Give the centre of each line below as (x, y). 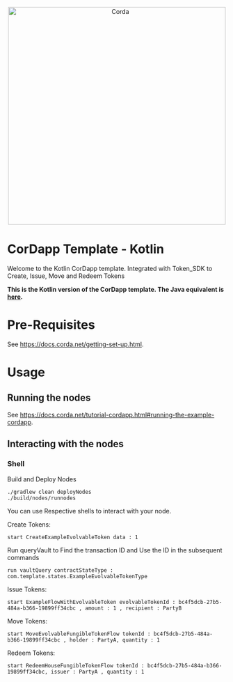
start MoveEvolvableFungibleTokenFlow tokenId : (79, 634)
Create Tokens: (29, 524)
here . (15, 297)
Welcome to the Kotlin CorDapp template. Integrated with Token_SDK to (110, 268)
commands (23, 557)
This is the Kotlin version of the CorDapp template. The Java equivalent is (116, 289)
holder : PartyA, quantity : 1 (114, 640)
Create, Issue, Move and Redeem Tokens (66, 276)
